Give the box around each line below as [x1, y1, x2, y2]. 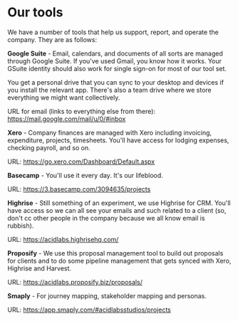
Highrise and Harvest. [7, 264, 72, 273]
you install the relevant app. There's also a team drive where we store [7, 85, 212, 94]
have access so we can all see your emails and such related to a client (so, [7, 206, 227, 214]
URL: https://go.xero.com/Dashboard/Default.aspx [7, 157, 155, 166]
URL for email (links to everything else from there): [7, 107, 155, 115]
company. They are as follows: [7, 35, 98, 43]
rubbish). [7, 221, 34, 230]
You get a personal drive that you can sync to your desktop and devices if [7, 78, 224, 86]
